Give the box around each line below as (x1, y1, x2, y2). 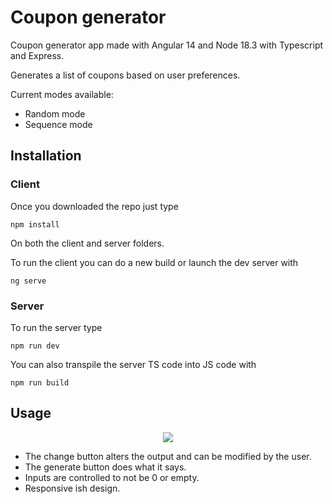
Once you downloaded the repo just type (10, 200, 179, 212)
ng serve (10, 276, 47, 286)
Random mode (24, 107, 86, 120)
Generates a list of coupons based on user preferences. (10, 69, 241, 81)
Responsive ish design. (24, 482, 121, 494)
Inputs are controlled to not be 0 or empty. (24, 471, 200, 483)
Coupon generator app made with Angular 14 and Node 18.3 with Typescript (10, 39, 324, 51)
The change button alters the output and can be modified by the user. (24, 450, 312, 462)
